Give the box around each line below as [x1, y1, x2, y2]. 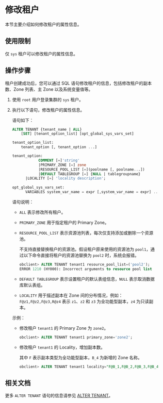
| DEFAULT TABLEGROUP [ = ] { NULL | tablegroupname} [38, 171, 141, 176]
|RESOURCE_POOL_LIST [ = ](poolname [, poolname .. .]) [38, 167, 145, 172]
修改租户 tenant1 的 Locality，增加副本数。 [19, 344, 105, 350]
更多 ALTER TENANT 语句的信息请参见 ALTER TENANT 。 [5, 393, 113, 399]
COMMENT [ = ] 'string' [38, 158, 80, 163]
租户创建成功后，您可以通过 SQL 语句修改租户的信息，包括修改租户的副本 [5, 80, 152, 86]
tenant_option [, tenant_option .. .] [21, 145, 98, 150]
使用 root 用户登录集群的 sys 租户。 [12, 97, 83, 102]
